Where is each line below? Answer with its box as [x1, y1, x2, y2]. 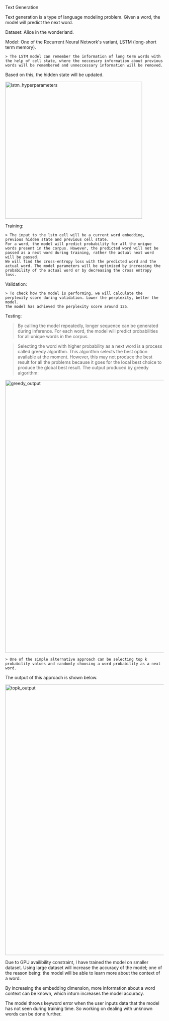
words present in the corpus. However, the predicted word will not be [5, 246, 158, 251]
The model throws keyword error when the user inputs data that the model [5, 1000, 159, 1006]
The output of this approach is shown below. [5, 675, 98, 680]
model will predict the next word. [5, 20, 73, 25]
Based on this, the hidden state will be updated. [5, 72, 104, 78]
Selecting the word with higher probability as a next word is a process [17, 343, 162, 349]
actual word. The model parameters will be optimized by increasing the [5, 264, 161, 269]
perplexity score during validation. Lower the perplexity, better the [5, 295, 158, 300]
